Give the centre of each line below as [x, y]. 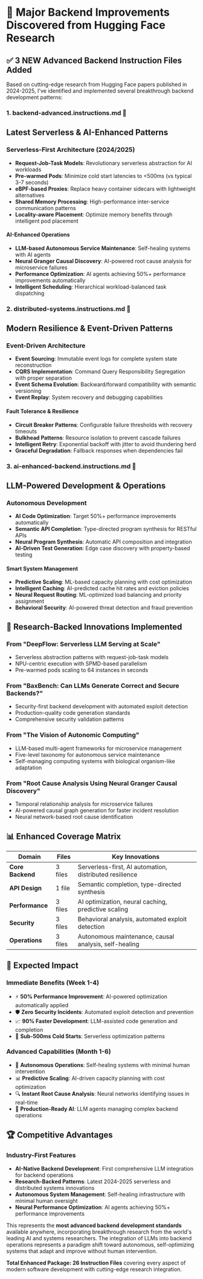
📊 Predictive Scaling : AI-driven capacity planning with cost [90, 1078]
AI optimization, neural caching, [122, 901]
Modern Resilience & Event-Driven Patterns [90, 328]
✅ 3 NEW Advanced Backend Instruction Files [94, 60]
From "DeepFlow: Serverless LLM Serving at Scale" [83, 644]
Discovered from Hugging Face [86, 25]
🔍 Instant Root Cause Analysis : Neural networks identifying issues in [102, 1093]
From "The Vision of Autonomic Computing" [73, 735]
